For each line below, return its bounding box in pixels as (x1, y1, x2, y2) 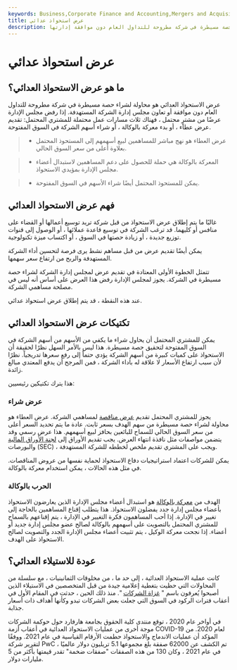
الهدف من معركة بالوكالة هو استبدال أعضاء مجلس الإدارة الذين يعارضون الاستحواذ (8, 497, 221, 506)
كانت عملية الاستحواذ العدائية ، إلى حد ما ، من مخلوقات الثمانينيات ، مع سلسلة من (8, 573, 220, 582)
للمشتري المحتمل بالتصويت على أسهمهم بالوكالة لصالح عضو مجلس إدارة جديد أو (8, 519, 219, 528)
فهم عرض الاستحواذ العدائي (8, 199, 115, 211)
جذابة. (8, 604, 24, 612)
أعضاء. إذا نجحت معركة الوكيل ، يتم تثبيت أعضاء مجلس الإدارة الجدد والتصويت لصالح (8, 527, 227, 535)
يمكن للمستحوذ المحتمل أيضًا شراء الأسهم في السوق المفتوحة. (35, 179, 200, 187)
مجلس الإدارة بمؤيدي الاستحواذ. (35, 165, 119, 173)
